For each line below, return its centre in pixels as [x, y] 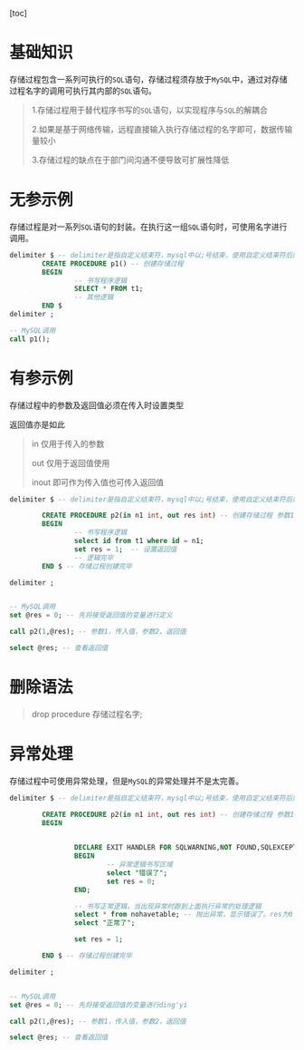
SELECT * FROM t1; [109, 289]
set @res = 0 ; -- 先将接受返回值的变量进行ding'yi [99, 1005]
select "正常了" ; [104, 923]
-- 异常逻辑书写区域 [140, 865]
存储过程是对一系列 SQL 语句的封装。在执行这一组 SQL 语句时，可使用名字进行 [148, 227]
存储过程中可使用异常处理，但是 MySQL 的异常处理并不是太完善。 [127, 781]
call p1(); [30, 339]
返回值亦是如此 [37, 424]
